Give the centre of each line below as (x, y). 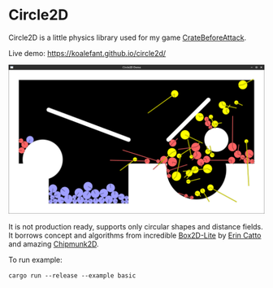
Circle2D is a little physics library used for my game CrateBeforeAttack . (127, 37)
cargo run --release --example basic (72, 276)
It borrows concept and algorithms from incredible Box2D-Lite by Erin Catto (135, 236)
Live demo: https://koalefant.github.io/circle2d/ (87, 53)
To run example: (35, 260)
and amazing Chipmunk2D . (54, 244)
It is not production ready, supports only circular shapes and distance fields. (136, 227)
